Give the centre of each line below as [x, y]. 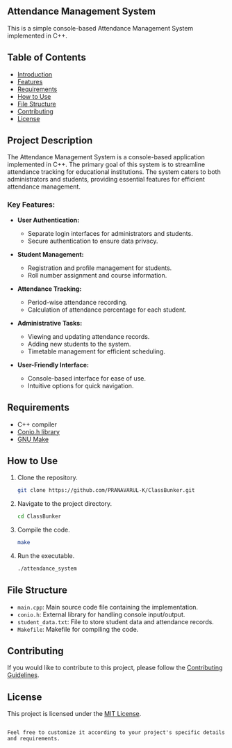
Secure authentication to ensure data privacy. [93, 241]
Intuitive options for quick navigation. [81, 385]
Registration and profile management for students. [100, 268]
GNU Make [33, 439]
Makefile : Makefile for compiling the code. [78, 629]
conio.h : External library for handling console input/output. [101, 614]
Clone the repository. [47, 478]
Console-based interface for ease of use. [86, 378]
